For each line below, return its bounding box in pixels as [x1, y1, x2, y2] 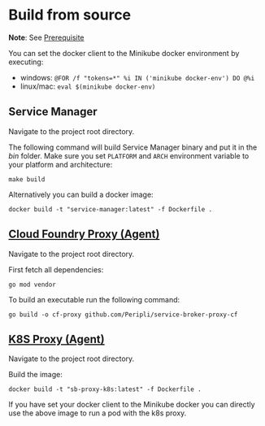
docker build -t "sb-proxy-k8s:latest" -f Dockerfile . [8, 385, 202, 393]
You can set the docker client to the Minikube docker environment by [8, 48, 240, 58]
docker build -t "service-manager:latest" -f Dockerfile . [8, 205, 213, 213]
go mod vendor [8, 280, 57, 289]
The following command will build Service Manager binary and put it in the [8, 142, 258, 152]
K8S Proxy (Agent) [8, 332, 105, 346]
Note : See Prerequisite [8, 33, 85, 42]
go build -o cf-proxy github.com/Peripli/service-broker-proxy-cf [8, 311, 238, 319]
